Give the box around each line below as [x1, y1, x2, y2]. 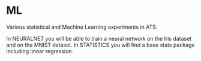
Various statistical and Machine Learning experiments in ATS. [6, 23, 158, 30]
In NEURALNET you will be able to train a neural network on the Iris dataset [6, 35, 192, 42]
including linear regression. [6, 47, 74, 54]
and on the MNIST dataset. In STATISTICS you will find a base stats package [6, 41, 195, 48]
